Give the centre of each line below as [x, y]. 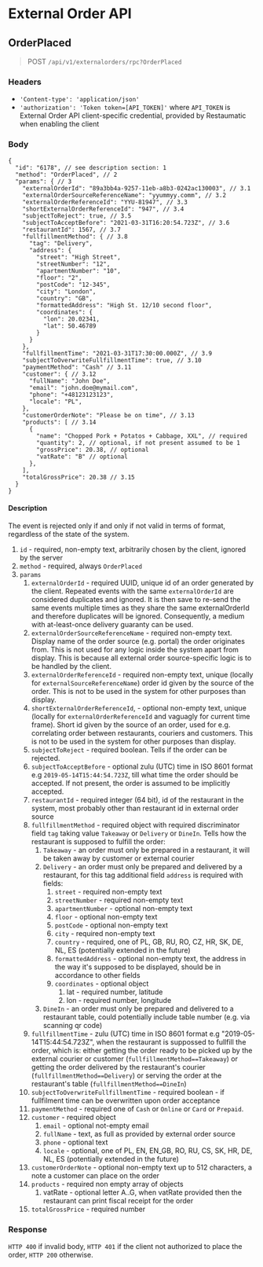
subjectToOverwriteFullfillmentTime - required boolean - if [128, 1092]
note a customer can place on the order [95, 1175]
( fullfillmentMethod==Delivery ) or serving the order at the [126, 1075]
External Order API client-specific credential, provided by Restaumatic [133, 116]
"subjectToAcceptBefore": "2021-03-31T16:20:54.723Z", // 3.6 [126, 222]
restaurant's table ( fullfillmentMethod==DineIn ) [109, 1083]
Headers [25, 82]
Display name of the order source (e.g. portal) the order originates [138, 641]
